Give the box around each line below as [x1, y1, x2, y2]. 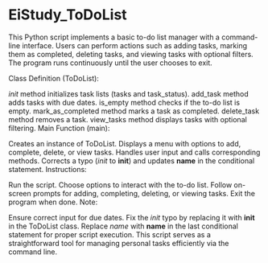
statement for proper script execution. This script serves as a [8, 229, 212, 239]
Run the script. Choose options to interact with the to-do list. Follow [8, 179, 233, 190]
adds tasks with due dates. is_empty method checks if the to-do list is [8, 97, 240, 107]
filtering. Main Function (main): [8, 123, 110, 133]
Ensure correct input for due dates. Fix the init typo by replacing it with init [8, 212, 255, 222]
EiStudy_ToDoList [8, 6, 127, 24]
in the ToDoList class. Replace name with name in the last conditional [8, 221, 239, 231]
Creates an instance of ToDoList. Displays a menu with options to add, [8, 138, 241, 148]
